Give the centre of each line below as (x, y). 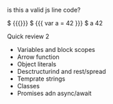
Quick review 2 (28, 36)
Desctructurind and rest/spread (61, 71)
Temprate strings (41, 79)
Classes (28, 86)
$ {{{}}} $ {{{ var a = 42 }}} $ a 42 (55, 23)
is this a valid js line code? (44, 10)
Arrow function (38, 57)
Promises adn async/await (54, 93)
